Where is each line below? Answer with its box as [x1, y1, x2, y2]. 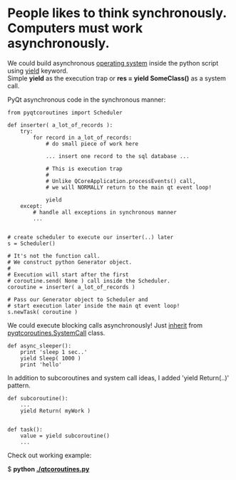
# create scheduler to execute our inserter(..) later [7, 234, 174, 241]
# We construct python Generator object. [7, 259, 133, 266]
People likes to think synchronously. [7, 5, 227, 21]
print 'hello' [20, 361, 62, 368]
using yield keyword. [7, 66, 68, 75]
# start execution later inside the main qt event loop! [7, 302, 180, 309]
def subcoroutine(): [7, 395, 69, 402]
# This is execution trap [45, 165, 123, 172]
